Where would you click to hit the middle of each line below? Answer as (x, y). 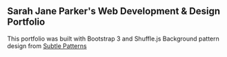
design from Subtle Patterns (47, 46)
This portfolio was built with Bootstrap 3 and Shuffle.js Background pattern (113, 38)
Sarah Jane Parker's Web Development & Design (114, 11)
